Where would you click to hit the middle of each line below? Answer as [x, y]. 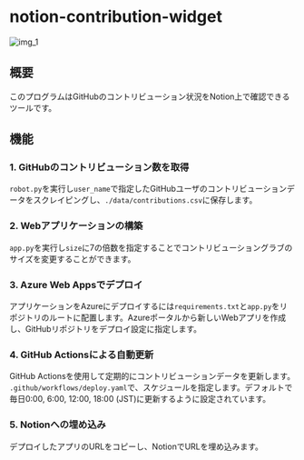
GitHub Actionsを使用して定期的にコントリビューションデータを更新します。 [152, 376]
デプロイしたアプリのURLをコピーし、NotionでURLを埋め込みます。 [136, 446]
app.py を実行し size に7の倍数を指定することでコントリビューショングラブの [151, 247]
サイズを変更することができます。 [73, 259]
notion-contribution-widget [116, 17]
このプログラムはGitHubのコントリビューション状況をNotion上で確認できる [150, 96]
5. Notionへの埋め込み [58, 425]
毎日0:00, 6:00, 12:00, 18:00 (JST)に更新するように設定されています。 [140, 399]
